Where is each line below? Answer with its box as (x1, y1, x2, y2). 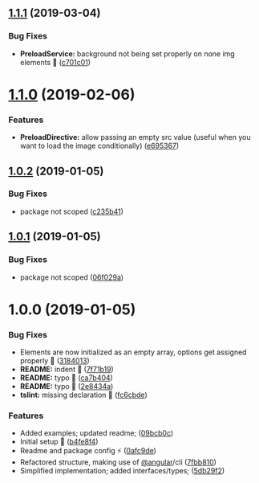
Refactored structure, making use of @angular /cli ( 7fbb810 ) (19, 457, 217, 467)
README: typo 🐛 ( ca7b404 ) (19, 373, 114, 383)
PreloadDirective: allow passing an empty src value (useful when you (19, 133, 251, 142)
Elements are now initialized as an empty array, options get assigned (19, 347, 247, 357)
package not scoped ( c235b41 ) (19, 207, 124, 216)
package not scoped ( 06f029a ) (19, 272, 124, 282)
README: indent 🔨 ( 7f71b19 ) (19, 365, 114, 375)
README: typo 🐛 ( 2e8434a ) (19, 382, 114, 391)
